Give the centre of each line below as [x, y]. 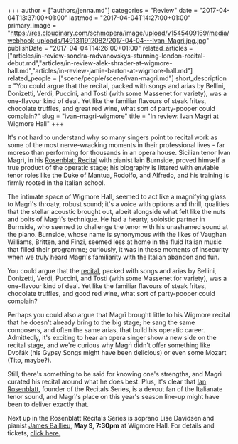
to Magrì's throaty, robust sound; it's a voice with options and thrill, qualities [118, 204]
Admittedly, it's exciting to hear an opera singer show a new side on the [112, 338]
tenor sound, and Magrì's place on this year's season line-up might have [113, 397]
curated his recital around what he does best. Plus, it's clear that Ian [107, 381]
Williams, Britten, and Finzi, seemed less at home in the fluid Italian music [115, 242]
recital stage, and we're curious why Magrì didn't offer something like [109, 345]
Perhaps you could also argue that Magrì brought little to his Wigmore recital [119, 315]
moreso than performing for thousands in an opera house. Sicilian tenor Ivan [119, 153]
